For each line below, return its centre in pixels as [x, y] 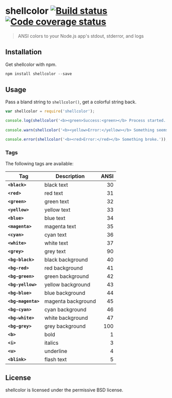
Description [70, 176]
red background [63, 268]
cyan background [66, 309]
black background [66, 260]
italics [51, 343]
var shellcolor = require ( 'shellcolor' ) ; [50, 112]
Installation [24, 52]
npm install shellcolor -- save [39, 74]
